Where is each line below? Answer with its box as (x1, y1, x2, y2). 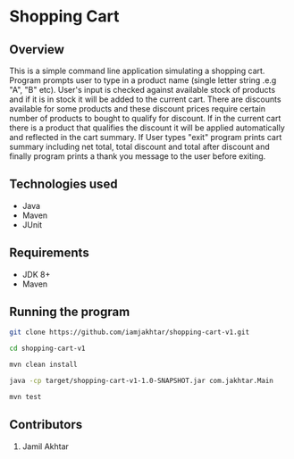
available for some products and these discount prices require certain (9, 104, 266, 113)
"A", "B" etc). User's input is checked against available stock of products (9, 85, 275, 95)
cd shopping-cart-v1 (9, 344, 87, 354)
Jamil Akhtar (21, 440, 70, 452)
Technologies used (9, 177, 118, 192)
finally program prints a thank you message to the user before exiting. (9, 151, 266, 162)
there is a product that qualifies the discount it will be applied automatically (9, 122, 286, 133)
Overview (9, 42, 65, 57)
